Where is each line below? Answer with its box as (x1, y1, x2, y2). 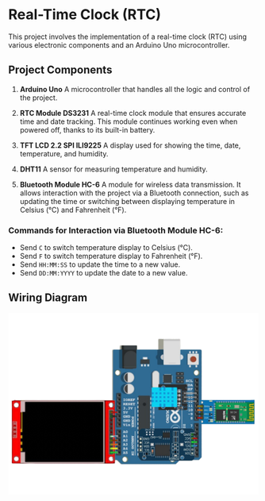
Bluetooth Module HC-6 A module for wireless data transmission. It (19, 179, 241, 189)
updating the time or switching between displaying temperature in (19, 196, 236, 206)
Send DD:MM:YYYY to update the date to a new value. (19, 268, 188, 278)
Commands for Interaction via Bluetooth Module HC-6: (8, 225, 224, 236)
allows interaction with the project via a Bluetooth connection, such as (19, 188, 249, 198)
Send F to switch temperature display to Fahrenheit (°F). (19, 252, 203, 261)
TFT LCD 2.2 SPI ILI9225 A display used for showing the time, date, (19, 141, 241, 150)
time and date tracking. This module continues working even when (19, 117, 238, 126)
